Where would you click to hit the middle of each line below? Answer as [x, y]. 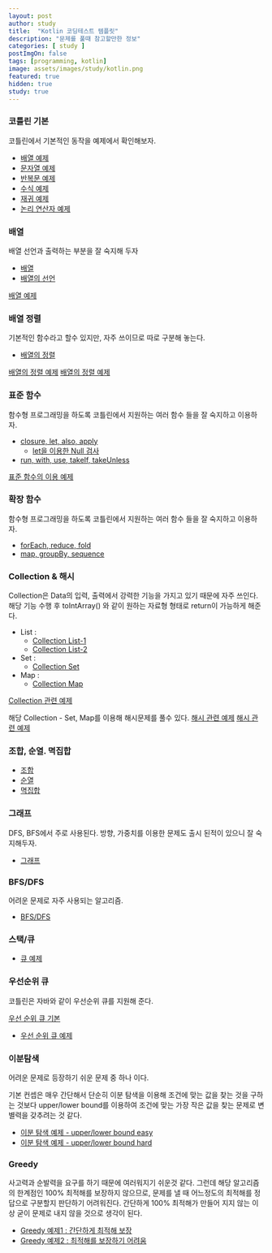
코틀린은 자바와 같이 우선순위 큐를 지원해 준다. [81, 1000]
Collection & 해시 [41, 576]
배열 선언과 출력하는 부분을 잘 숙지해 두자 [73, 251]
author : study [32, 24]
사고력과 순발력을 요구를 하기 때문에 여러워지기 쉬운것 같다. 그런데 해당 [120, 1183]
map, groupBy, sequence [62, 554]
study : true [28, 91]
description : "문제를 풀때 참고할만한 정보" [75, 39]
